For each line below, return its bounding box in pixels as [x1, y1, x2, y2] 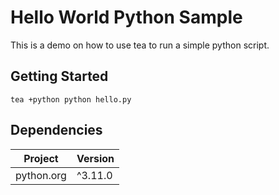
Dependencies [10, 122, 103, 139]
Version [76, 151, 115, 165]
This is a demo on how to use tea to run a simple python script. [10, 39, 270, 51]
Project [23, 151, 59, 165]
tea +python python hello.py [10, 94, 132, 105]
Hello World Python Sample [10, 6, 243, 29]
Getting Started [10, 68, 109, 85]
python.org [15, 168, 67, 182]
